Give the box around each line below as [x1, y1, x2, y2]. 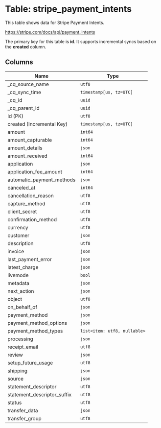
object [7, 295, 22, 302]
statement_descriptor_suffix [7, 391, 72, 398]
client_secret [7, 208, 37, 215]
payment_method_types [7, 327, 63, 334]
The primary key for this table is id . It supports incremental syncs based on [5, 38, 157, 45]
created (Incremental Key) [7, 120, 68, 127]
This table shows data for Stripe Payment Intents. [5, 20, 104, 25]
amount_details [7, 144, 43, 151]
